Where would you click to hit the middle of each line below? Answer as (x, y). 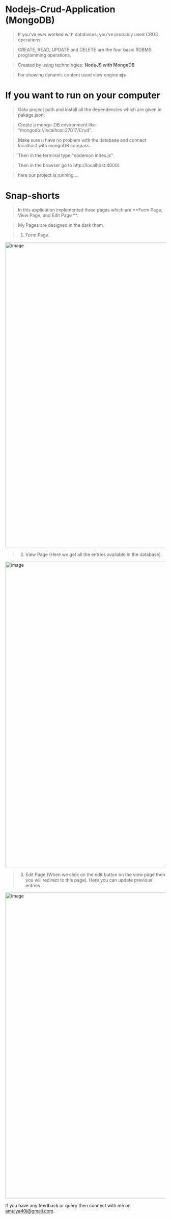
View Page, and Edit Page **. (48, 215)
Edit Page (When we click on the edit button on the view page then (95, 874)
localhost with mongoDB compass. (54, 145)
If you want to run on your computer (83, 96)
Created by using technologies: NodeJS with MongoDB (76, 65)
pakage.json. (31, 115)
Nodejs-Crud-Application (60, 9)
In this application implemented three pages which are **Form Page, (90, 209)
